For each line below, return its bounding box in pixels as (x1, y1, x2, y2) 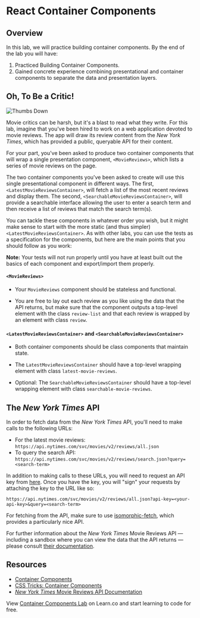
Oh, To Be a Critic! (6, 91, 74, 102)
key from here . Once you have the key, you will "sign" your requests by (6, 479, 180, 486)
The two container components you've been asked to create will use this (6, 173, 185, 181)
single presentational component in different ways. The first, (6, 180, 154, 187)
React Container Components (6, 4, 156, 18)
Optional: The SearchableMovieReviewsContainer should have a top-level (14, 379, 192, 386)
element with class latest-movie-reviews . (14, 368, 117, 375)
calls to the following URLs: (6, 425, 73, 432)
